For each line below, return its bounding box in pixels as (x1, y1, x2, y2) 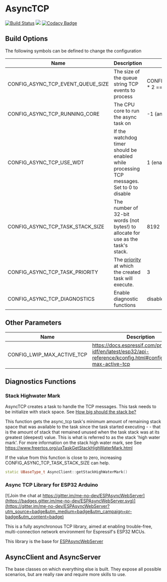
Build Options (5, 34, 48, 43)
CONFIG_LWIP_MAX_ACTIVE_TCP (7, 351, 87, 358)
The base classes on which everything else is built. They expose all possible (5, 566, 162, 572)
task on (113, 120, 131, 127)
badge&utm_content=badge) (5, 514, 64, 520)
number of (113, 204, 138, 211)
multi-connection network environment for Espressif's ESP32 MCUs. (5, 529, 146, 535)
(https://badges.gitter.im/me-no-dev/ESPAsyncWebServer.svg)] (5, 498, 136, 504)
